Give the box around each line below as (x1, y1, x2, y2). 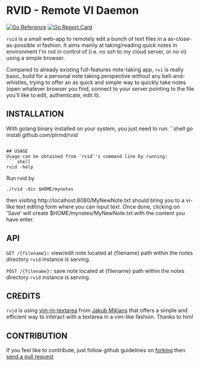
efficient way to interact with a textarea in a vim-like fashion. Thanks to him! (6, 313, 193, 320)
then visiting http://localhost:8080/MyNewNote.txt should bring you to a (6, 197, 185, 204)
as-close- (168, 35, 192, 42)
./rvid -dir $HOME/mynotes (6, 186, 74, 192)
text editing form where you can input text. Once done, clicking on (16, 203, 180, 210)
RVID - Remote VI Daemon (6, 4, 139, 17)
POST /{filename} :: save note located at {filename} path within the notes (6, 267, 185, 274)
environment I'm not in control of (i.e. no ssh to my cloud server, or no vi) (6, 47, 187, 55)
